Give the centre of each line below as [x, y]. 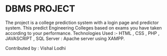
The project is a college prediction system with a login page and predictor [82, 22]
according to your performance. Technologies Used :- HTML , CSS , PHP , [82, 33]
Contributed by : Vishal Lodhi [35, 48]
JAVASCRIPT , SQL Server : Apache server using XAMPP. [65, 38]
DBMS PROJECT [40, 9]
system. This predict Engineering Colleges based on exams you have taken [83, 27]
